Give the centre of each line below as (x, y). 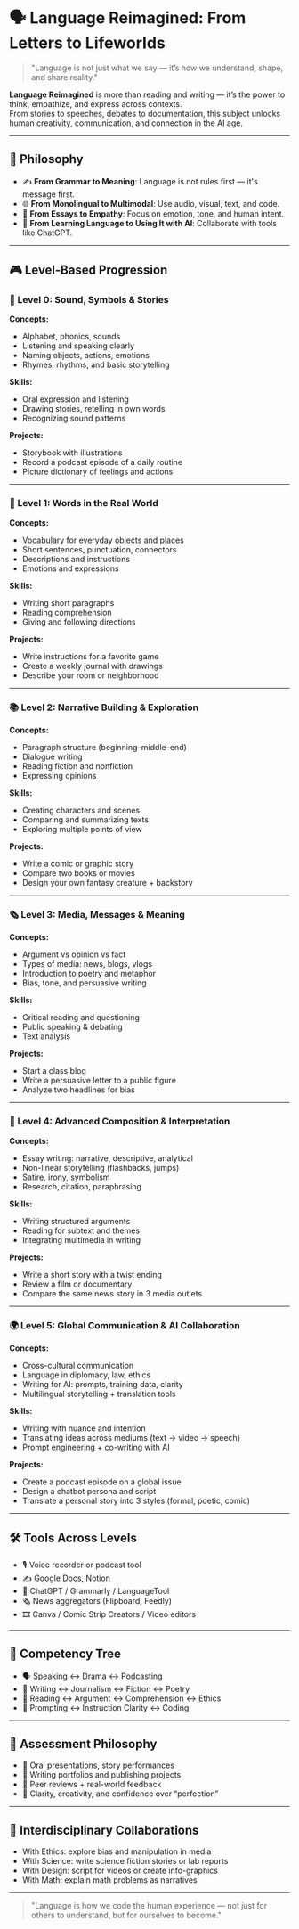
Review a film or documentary (77, 1284)
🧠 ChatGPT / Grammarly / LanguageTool (96, 1590)
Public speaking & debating (72, 1027)
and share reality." (64, 77)
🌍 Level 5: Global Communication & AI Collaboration (125, 1325)
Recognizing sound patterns (74, 418)
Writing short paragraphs (68, 602)
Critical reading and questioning (81, 1018)
